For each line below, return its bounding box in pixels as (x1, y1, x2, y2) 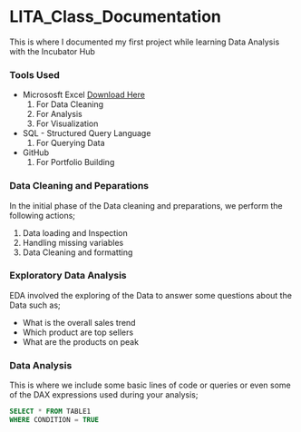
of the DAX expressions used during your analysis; (9, 389, 199, 400)
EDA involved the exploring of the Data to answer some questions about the (9, 290, 293, 300)
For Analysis (35, 109, 83, 120)
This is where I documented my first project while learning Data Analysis (9, 36, 280, 47)
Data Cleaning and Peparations (9, 180, 150, 192)
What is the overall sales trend (22, 317, 136, 328)
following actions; (9, 210, 75, 221)
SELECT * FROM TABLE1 (9, 407, 92, 417)
